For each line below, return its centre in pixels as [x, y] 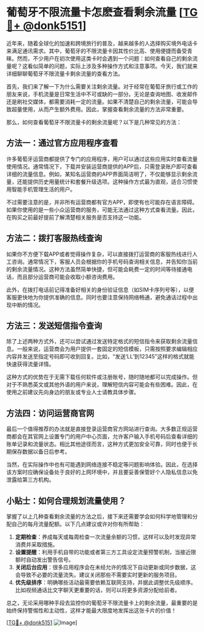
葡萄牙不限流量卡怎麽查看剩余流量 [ [95, 12]
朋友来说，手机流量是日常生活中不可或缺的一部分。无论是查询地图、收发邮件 [102, 94]
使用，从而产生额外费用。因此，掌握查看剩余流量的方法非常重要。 [104, 109]
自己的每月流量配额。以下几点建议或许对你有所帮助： [78, 524]
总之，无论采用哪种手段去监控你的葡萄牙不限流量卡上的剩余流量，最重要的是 [102, 603]
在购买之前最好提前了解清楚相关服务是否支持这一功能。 [75, 217]
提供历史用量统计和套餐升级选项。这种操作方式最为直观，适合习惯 [110, 181]
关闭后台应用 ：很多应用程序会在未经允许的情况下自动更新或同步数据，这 [105, 567]
